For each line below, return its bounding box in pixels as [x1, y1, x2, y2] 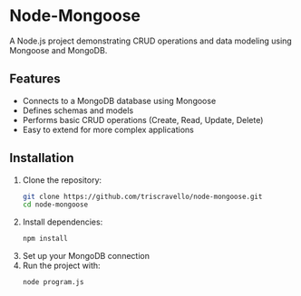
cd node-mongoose [22, 200, 89, 209]
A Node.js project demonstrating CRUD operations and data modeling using [9, 35, 292, 46]
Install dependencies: [22, 216, 103, 227]
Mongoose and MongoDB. [9, 44, 108, 55]
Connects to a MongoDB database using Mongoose [22, 95, 217, 106]
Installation [9, 150, 74, 166]
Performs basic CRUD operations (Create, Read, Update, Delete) [22, 114, 264, 125]
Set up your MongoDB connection [22, 251, 150, 262]
